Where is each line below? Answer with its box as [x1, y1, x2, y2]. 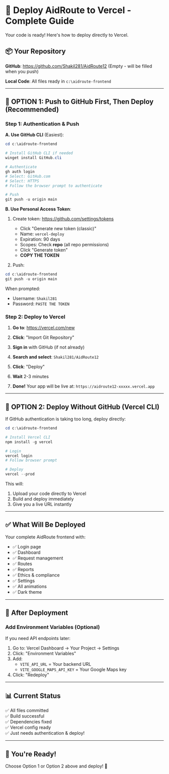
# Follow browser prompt [5, 458, 57, 463]
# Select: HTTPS [5, 178, 39, 183]
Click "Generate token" [20, 247, 68, 253]
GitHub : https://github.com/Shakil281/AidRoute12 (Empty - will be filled [5, 63, 152, 69]
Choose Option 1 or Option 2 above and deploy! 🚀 [5, 763, 108, 769]
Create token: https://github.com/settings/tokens [12, 216, 114, 222]
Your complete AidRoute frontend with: [5, 534, 86, 540]
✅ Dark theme [12, 589, 42, 595]
